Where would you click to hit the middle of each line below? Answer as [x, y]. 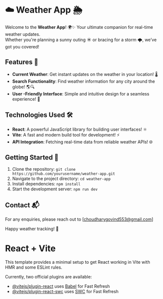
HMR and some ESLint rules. [34, 267]
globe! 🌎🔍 [23, 87]
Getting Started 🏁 [32, 157]
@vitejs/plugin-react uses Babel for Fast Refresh [61, 286]
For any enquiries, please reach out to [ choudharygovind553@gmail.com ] [79, 219]
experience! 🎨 [26, 99]
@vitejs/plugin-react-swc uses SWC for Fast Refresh [65, 292]
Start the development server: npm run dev [55, 189]
